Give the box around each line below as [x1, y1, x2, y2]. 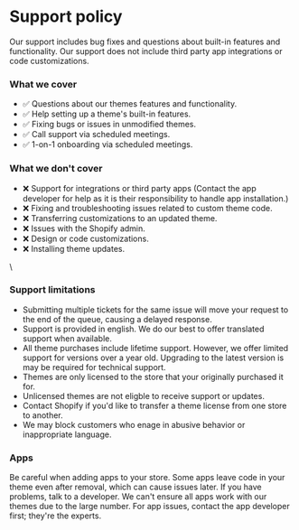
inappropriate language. [22, 429, 112, 440]
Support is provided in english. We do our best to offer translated [22, 323, 265, 334]
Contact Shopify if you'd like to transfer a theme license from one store [22, 400, 287, 411]
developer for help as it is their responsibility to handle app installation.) [22, 192, 289, 204]
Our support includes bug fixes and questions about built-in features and [9, 36, 281, 47]
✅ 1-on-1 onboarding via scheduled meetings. [22, 139, 193, 150]
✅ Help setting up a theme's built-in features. [22, 108, 192, 119]
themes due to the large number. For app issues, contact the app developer [9, 501, 291, 512]
